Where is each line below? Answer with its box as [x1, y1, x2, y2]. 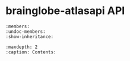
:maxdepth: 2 [5, 44, 38, 50]
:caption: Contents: [5, 49, 57, 55]
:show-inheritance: [5, 33, 54, 39]
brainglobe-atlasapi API [5, 4, 125, 18]
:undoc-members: [5, 28, 46, 35]
